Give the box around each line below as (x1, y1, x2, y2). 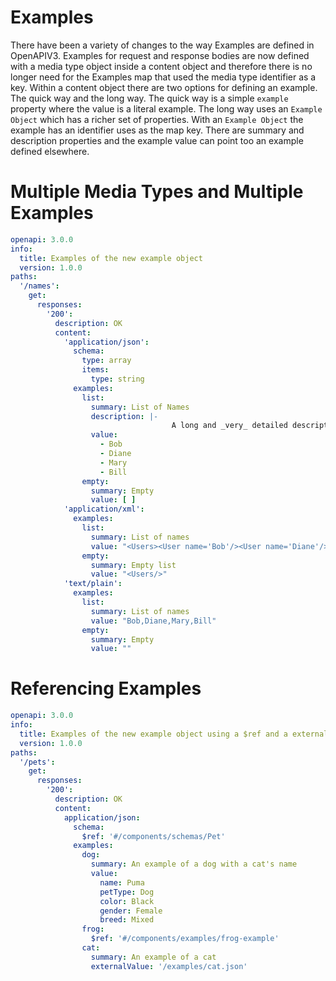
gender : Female (99, 906, 163, 916)
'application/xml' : (63, 504, 145, 515)
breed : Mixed (99, 915, 155, 925)
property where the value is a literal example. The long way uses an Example (10, 102, 323, 115)
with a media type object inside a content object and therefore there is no (10, 60, 313, 72)
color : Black (99, 896, 155, 906)
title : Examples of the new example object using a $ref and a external (19, 729, 329, 739)
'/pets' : (19, 757, 56, 767)
